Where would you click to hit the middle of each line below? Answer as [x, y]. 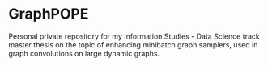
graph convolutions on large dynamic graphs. [84, 53]
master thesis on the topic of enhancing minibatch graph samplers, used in [133, 44]
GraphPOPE [49, 14]
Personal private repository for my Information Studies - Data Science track [134, 36]
